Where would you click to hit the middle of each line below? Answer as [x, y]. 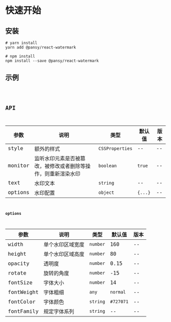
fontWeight [23, 292]
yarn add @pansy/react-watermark [41, 47]
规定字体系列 [59, 312]
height [17, 254]
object [106, 192]
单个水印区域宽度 [64, 245]
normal [118, 292]
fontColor [22, 302]
